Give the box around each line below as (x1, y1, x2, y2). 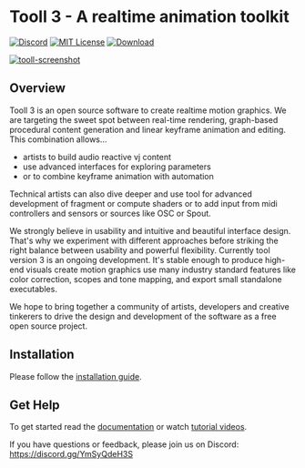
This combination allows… (9, 134, 107, 145)
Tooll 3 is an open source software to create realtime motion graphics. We (9, 105, 287, 116)
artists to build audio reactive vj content (22, 151, 171, 162)
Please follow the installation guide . (9, 371, 143, 382)
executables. (9, 283, 57, 294)
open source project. (9, 320, 88, 331)
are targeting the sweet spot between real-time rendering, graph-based (9, 114, 279, 125)
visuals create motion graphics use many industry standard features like (25, 264, 297, 275)
